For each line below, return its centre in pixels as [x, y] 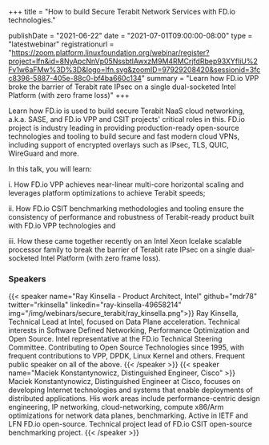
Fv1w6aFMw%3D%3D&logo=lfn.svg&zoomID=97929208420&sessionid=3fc [134, 70]
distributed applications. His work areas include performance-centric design [134, 398]
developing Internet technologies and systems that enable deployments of [131, 390]
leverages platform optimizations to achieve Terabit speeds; [107, 193]
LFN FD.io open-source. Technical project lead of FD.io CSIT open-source [130, 424]
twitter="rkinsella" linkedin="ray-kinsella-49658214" [95, 305]
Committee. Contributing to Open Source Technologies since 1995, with [126, 347]
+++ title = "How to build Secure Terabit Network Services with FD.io [122, 12]
